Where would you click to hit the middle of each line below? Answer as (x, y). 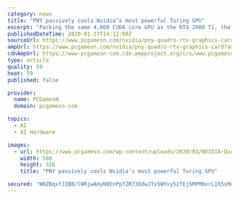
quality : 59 (25, 67)
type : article (28, 60)
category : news (30, 14)
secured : (20, 184)
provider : (22, 93)
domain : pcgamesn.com (46, 106)
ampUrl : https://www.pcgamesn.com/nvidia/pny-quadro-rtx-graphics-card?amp (122, 47)
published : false (33, 80)
